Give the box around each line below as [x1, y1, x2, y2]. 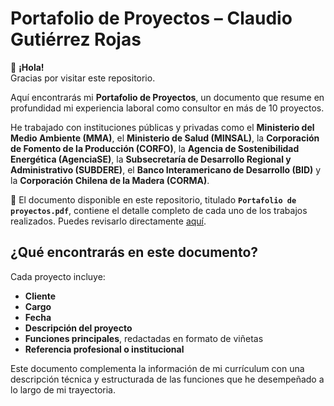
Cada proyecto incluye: [10, 270, 106, 282]
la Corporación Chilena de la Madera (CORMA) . [10, 174, 210, 186]
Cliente [24, 290, 57, 302]
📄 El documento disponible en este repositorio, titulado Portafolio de [10, 193, 297, 206]
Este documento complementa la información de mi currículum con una [10, 362, 305, 374]
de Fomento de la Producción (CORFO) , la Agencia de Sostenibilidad [10, 142, 300, 154]
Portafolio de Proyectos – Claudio [10, 7, 293, 30]
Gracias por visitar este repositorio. [10, 72, 156, 84]
